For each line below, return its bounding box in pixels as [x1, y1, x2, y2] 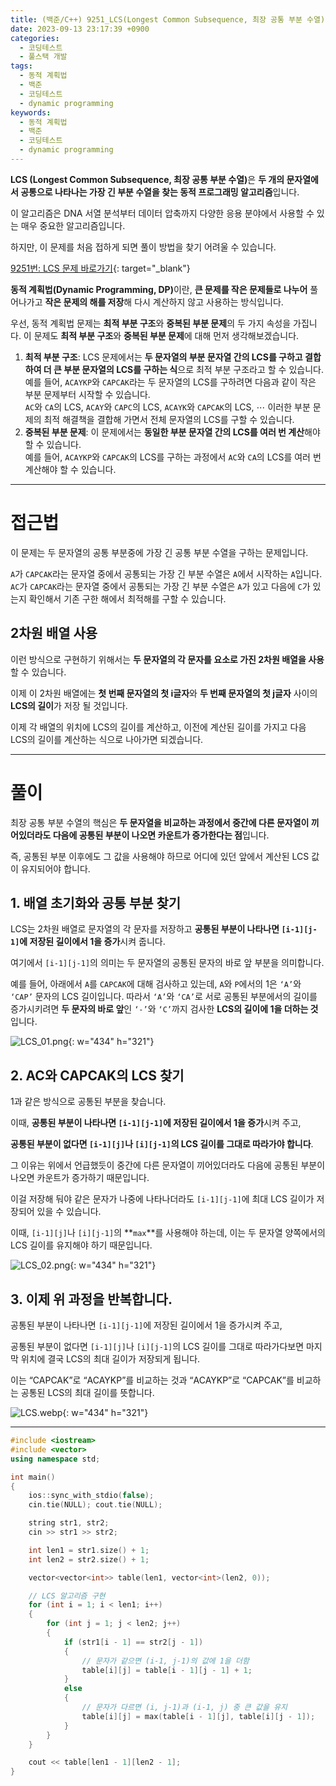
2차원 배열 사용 [10, 625, 98, 642]
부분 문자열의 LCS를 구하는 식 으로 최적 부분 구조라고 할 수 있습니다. [63, 363, 324, 375]
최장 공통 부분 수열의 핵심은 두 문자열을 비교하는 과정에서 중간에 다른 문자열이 [10, 816, 310, 828]
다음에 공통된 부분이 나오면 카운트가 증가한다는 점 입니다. [52, 829, 270, 841]
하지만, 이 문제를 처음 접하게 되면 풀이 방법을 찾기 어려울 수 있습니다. [10, 241, 277, 253]
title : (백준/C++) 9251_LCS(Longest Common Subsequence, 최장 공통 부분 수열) [10, 14, 326, 25]
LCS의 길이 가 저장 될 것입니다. [10, 699, 128, 711]
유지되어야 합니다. [20, 862, 91, 875]
